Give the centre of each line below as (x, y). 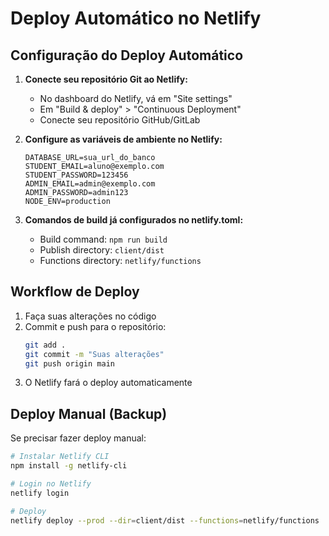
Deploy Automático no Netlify (136, 18)
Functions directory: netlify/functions (120, 260)
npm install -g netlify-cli (69, 466)
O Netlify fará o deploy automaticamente (108, 383)
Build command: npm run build (103, 239)
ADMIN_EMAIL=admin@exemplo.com (90, 184)
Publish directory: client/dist (102, 250)
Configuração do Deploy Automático (127, 55)
